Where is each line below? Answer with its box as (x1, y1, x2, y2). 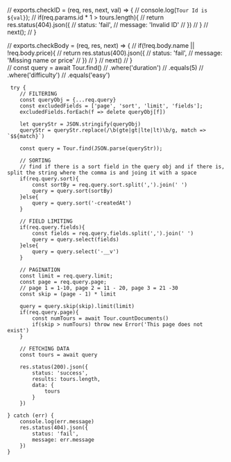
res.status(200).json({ (19, 363, 89, 370)
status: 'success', (32, 370, 89, 377)
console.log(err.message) (19, 418, 95, 425)
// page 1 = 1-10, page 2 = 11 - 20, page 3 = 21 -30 (19, 284, 178, 291)
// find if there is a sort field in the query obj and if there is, (19, 163, 225, 170)
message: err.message (32, 436, 95, 443)
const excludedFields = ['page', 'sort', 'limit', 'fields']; (19, 103, 203, 110)
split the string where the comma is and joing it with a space (7, 169, 197, 176)
